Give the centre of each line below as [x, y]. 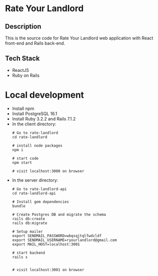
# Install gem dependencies [40, 202]
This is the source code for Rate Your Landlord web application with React [79, 38]
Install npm [23, 108]
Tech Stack [22, 59]
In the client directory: [34, 124]
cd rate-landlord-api [34, 193]
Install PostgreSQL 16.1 [35, 113]
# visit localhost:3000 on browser [48, 171]
